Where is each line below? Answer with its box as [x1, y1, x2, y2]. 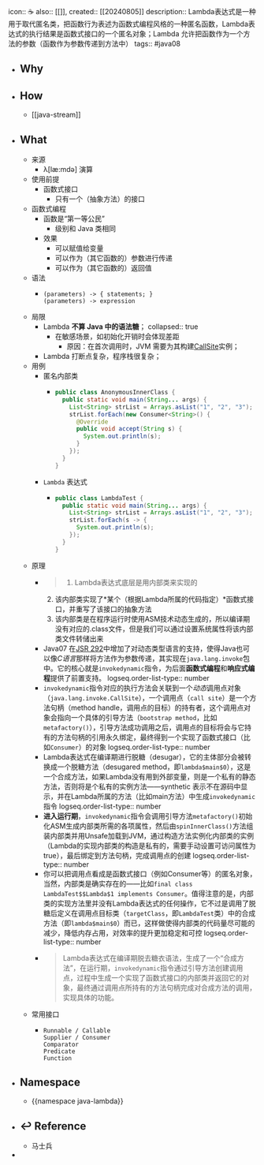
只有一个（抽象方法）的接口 [54, 194, 146, 204]
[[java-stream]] [31, 110, 81, 120]
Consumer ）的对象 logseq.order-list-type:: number [50, 742, 210, 752]
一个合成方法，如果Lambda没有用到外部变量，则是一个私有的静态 [43, 771, 256, 781]
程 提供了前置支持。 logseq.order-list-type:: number [43, 673, 210, 682]
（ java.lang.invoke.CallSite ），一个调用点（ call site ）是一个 [43, 693, 250, 702]
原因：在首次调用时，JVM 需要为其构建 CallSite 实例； [66, 342, 240, 351]
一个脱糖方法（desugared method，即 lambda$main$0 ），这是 [57, 762, 251, 771]
